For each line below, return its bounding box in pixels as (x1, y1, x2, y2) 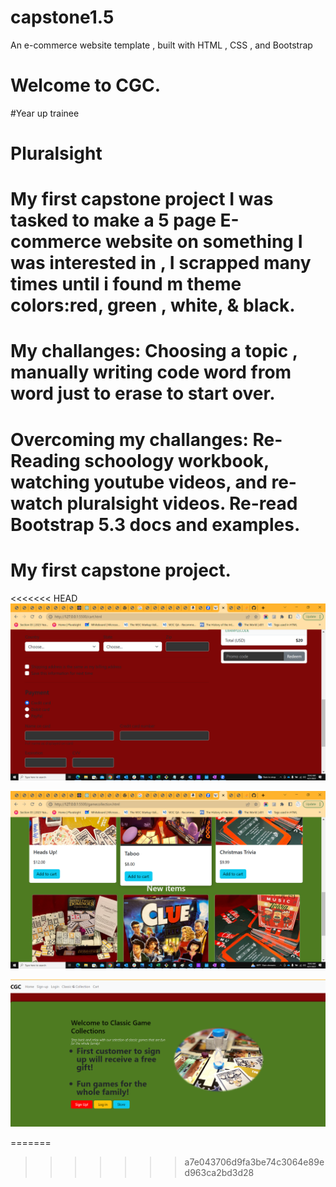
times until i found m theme (10, 273, 242, 296)
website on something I (104, 231, 303, 253)
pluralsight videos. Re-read (66, 492, 298, 515)
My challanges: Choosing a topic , (10, 340, 298, 363)
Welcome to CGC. (10, 74, 162, 97)
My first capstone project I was (10, 188, 274, 211)
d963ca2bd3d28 (184, 1167, 255, 1179)
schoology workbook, (84, 449, 270, 472)
